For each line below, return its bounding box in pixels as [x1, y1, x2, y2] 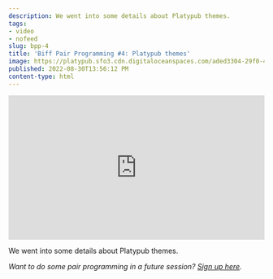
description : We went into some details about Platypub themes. [8, 11, 231, 20]
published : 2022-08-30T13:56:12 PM [8, 65, 129, 73]
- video [8, 27, 35, 35]
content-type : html [8, 72, 75, 81]
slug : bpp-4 [8, 42, 49, 50]
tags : [8, 20, 27, 28]
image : [8, 58, 31, 66]
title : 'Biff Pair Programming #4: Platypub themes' [8, 50, 191, 58]
